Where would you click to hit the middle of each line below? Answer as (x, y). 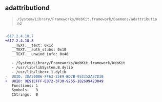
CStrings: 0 (25, 95)
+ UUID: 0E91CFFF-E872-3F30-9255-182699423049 (54, 81)
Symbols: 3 (25, 90)
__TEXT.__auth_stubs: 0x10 (39, 50)
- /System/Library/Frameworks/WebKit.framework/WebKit (68, 63)
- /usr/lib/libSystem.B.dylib (42, 68)
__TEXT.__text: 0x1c (32, 45)
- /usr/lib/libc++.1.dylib (39, 72)
